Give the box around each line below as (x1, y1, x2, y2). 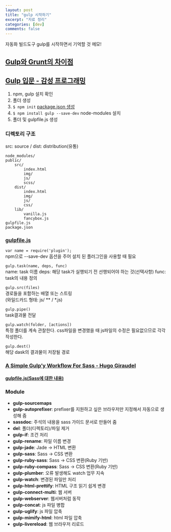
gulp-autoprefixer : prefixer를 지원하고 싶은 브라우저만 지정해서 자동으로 (12, 406, 159, 412)
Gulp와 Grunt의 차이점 (5, 57, 74, 66)
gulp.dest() (5, 344, 31, 349)
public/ (5, 158, 22, 163)
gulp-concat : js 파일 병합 (12, 501, 65, 508)
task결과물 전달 (5, 312, 36, 318)
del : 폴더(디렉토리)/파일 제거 (12, 425, 70, 431)
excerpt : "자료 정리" (5, 17, 47, 22)
